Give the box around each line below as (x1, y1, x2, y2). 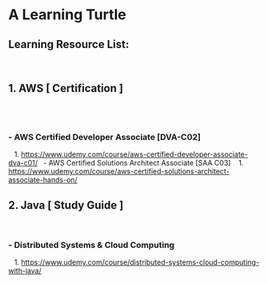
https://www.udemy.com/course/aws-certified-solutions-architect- (8, 166, 230, 177)
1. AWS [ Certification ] (8, 82, 124, 95)
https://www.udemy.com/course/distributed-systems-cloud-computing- (21, 257, 260, 267)
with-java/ (8, 266, 42, 276)
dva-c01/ (8, 158, 38, 168)
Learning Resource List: (8, 38, 130, 51)
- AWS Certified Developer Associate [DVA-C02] (8, 131, 202, 142)
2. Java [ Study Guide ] (8, 198, 124, 212)
